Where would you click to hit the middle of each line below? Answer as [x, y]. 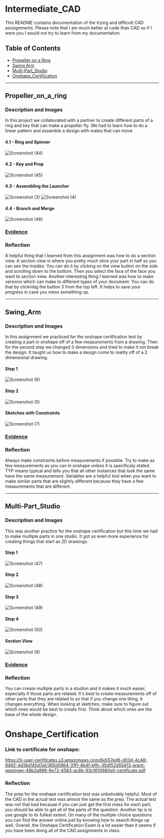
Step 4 [12, 619]
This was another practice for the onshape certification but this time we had [81, 531]
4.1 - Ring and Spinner [28, 142]
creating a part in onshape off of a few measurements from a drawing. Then [81, 342]
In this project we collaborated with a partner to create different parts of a [79, 120]
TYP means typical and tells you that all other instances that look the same [80, 471]
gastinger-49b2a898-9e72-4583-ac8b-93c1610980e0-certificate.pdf [75, 770]
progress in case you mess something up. [47, 292]
